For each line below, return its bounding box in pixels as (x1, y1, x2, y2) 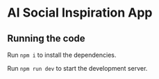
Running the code (7, 33, 85, 44)
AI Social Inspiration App (7, 5, 153, 21)
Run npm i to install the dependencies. (7, 51, 117, 59)
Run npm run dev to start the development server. (7, 64, 148, 72)
